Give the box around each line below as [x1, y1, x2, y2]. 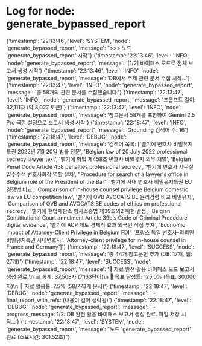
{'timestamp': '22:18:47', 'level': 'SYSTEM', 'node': [20, 318, 145, 325]
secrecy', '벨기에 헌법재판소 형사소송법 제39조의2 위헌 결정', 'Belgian [6, 207, 171, 214]
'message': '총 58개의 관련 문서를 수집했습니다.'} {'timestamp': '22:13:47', [6, 88, 184, 96]
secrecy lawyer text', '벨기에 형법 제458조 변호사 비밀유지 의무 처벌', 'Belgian [6, 155, 191, 163]
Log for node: [6, 4, 75, 18]
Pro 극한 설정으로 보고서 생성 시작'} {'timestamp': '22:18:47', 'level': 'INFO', [6, 119, 187, 126]
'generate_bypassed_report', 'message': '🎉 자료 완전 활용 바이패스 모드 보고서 [6, 265, 195, 273]
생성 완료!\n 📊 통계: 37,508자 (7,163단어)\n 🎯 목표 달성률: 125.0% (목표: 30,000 [6, 273, 196, 280]
